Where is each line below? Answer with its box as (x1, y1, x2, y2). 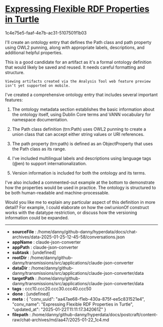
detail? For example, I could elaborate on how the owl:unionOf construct (5, 204, 149, 210)
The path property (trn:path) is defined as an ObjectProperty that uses (12, 140, 153, 147)
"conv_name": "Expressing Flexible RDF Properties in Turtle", (12, 301, 134, 307)
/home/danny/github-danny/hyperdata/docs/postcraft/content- (32, 311, 158, 317)
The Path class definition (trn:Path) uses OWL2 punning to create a (12, 126, 147, 132)
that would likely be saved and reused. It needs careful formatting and (5, 64, 145, 70)
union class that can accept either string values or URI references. (12, 131, 145, 137)
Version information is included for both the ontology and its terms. (12, 170, 147, 176)
